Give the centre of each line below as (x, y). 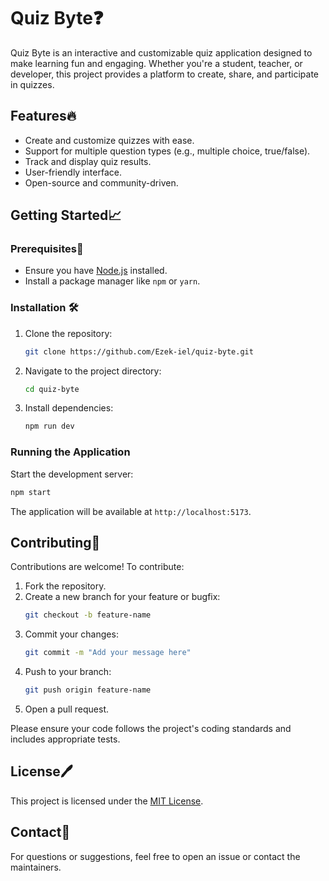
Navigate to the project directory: (93, 371)
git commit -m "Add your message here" (108, 653)
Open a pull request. (67, 709)
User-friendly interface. (73, 172)
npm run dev (49, 426)
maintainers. (36, 867)
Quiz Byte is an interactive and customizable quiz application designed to (161, 52)
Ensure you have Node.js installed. (96, 271)
